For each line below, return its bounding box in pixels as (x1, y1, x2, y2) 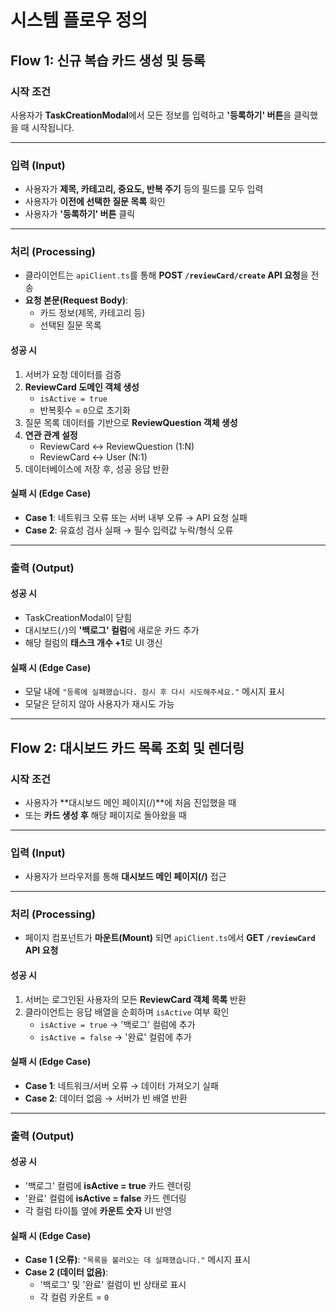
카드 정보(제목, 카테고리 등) (39, 307, 146, 319)
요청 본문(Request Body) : (24, 294, 129, 306)
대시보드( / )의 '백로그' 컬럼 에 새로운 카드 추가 (24, 624, 200, 636)
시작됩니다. (31, 121, 75, 133)
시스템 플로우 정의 (10, 9, 148, 32)
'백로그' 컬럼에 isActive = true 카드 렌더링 (24, 1180, 192, 1192)
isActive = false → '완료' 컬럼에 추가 (39, 1031, 192, 1043)
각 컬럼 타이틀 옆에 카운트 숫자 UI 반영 (24, 1205, 173, 1217)
